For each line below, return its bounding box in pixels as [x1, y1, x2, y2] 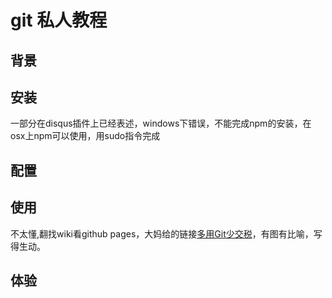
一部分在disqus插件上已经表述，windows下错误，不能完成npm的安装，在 [10, 117, 312, 130]
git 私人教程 [10, 9, 108, 32]
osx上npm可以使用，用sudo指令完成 [10, 130, 161, 142]
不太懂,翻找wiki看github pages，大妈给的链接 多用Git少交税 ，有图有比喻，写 [10, 227, 323, 240]
